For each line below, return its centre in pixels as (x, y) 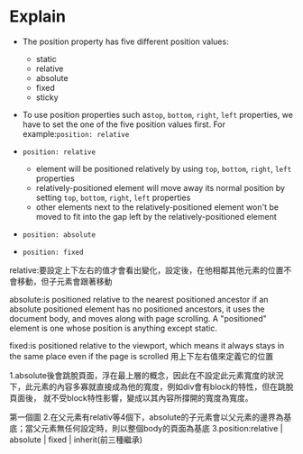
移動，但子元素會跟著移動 (64, 281)
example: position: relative (76, 133)
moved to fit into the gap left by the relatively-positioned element (156, 216)
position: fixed (53, 252)
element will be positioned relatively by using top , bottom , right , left (164, 168)
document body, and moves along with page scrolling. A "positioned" (138, 318)
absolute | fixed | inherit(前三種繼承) (76, 440)
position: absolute (59, 235)
